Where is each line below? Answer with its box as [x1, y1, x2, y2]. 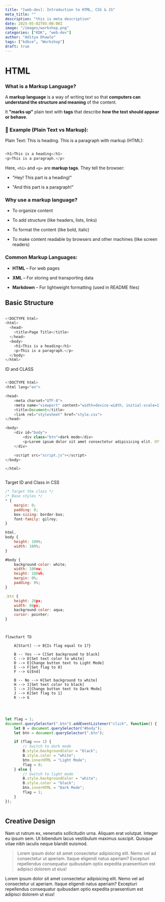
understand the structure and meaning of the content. [5, 99, 117, 105]
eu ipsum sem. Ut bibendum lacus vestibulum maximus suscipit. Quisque [5, 835, 153, 841]
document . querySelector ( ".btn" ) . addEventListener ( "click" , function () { [5, 721, 157, 726]
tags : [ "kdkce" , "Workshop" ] [5, 39, 65, 44]
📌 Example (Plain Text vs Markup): [5, 126, 88, 133]
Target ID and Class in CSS [5, 479, 60, 485]
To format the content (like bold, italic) [12, 227, 90, 233]
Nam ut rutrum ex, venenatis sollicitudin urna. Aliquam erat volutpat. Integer [5, 830, 158, 836]
